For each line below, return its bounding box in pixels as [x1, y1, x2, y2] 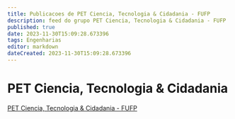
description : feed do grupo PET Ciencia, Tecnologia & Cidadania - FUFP [7, 17, 227, 24]
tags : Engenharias [7, 37, 62, 44]
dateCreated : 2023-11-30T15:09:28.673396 [7, 50, 132, 57]
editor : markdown [7, 43, 59, 50]
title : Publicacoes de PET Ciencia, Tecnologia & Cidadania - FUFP [7, 10, 211, 18]
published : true [7, 23, 55, 30]
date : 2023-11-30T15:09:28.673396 [7, 30, 110, 38]
